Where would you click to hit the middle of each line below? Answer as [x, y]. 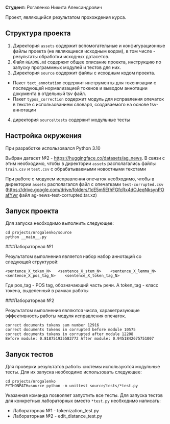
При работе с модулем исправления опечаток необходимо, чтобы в [80, 179]
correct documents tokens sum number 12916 [52, 325]
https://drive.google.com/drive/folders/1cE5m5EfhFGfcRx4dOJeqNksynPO [86, 190]
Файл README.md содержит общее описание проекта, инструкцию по [87, 62]
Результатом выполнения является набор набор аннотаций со [74, 256]
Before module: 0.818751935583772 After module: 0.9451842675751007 [80, 339]
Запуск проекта [32, 211]
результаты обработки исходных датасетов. [61, 56]
